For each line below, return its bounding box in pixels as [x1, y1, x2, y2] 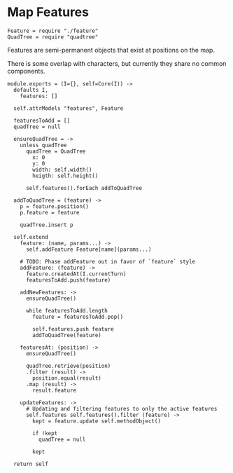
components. [7, 67, 45, 75]
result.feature [32, 387, 77, 394]
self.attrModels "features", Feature [13, 104, 124, 112]
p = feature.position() [20, 203, 90, 210]
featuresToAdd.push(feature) [25, 276, 111, 284]
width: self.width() [32, 166, 92, 173]
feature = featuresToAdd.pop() [32, 313, 124, 320]
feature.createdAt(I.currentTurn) [25, 270, 127, 277]
